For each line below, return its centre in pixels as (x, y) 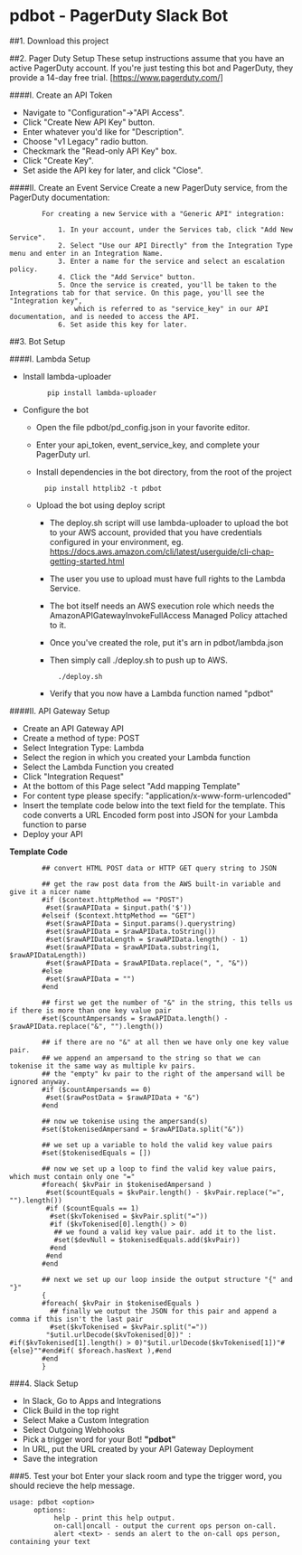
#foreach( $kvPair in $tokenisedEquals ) (121, 1303)
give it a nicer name (50, 891)
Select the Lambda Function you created (98, 767)
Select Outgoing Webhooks (73, 1429)
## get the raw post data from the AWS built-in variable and (161, 884)
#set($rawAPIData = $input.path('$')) (119, 908)
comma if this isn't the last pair (76, 1319)
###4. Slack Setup (44, 1383)
